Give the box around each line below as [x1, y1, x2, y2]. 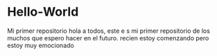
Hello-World [7, 4, 79, 20]
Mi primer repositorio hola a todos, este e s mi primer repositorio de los [7, 27, 210, 35]
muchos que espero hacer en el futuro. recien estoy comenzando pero [7, 33, 209, 42]
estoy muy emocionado [7, 41, 74, 49]
